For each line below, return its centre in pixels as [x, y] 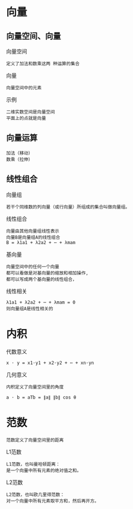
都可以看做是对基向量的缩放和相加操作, [47, 273]
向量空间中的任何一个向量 [33, 267]
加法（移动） [20, 153]
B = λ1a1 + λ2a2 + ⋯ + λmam [41, 242]
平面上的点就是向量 [26, 118]
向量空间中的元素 [24, 88]
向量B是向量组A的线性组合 [33, 237]
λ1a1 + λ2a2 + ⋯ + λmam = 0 [41, 302]
